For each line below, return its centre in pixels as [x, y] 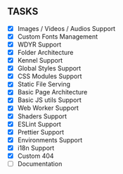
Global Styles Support [49, 68]
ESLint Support [39, 124]
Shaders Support [42, 116]
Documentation [40, 163]
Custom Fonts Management [58, 36]
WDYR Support [39, 44]
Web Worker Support [48, 108]
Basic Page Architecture [52, 92]
